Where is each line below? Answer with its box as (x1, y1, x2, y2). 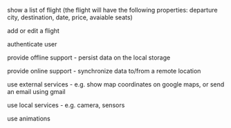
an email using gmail (7, 88, 66, 95)
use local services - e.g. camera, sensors (7, 101, 125, 109)
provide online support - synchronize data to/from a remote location (7, 67, 201, 75)
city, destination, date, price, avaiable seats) (7, 13, 133, 21)
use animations (7, 114, 50, 122)
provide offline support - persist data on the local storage (7, 53, 171, 62)
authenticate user (7, 40, 57, 48)
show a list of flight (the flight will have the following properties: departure (7, 6, 218, 14)
